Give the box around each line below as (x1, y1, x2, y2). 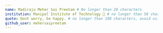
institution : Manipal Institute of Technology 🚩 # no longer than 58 (5, 12, 149, 16)
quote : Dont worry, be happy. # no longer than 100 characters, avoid (5, 16, 151, 21)
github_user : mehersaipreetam (5, 20, 66, 26)
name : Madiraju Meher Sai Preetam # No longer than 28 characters (5, 7, 142, 12)
